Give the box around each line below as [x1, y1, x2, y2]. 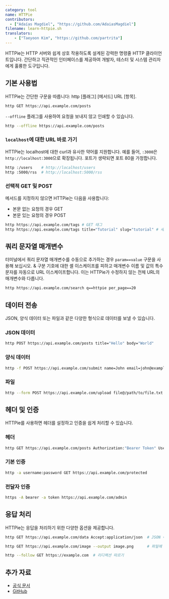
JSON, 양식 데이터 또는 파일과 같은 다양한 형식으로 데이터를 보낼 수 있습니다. [5, 315, 155, 321]
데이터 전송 [5, 301, 38, 309]
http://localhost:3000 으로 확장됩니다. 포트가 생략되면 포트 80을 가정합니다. [5, 155, 157, 161]
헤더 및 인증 [5, 405, 39, 414]
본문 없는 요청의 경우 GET [12, 206, 63, 212]
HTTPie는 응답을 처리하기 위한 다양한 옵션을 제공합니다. [5, 524, 115, 531]
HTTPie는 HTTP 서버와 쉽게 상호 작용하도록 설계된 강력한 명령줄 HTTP [5, 50, 145, 56]
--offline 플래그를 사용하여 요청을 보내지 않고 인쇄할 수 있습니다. [5, 113, 134, 119]
